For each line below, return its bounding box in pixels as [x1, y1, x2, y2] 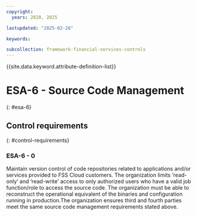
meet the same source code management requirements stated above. [6, 203, 178, 211]
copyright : [6, 8, 34, 15]
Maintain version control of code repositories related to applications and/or [6, 165, 191, 172]
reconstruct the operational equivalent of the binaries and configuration [6, 190, 183, 198]
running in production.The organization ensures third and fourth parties [6, 197, 182, 204]
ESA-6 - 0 [6, 152, 35, 160]
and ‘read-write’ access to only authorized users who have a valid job [19, 178, 192, 185]
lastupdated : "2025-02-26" [6, 25, 74, 31]
